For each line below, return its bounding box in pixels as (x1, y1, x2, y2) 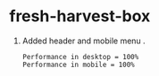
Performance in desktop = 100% (21, 52, 139, 61)
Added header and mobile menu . (21, 35, 146, 46)
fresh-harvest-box (9, 6, 151, 27)
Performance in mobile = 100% (21, 60, 136, 69)
